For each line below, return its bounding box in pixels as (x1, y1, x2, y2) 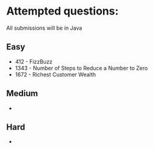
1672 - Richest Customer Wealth (15, 71, 96, 78)
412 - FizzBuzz (15, 58, 53, 65)
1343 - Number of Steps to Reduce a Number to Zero (15, 64, 148, 71)
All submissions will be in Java (6, 24, 82, 31)
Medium (6, 88, 38, 99)
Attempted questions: (6, 4, 119, 18)
